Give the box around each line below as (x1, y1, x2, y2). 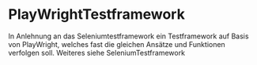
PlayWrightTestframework (8, 5, 186, 23)
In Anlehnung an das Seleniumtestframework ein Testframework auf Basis (8, 31, 249, 41)
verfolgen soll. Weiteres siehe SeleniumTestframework (8, 48, 186, 57)
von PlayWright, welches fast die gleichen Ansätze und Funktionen (8, 39, 225, 49)
